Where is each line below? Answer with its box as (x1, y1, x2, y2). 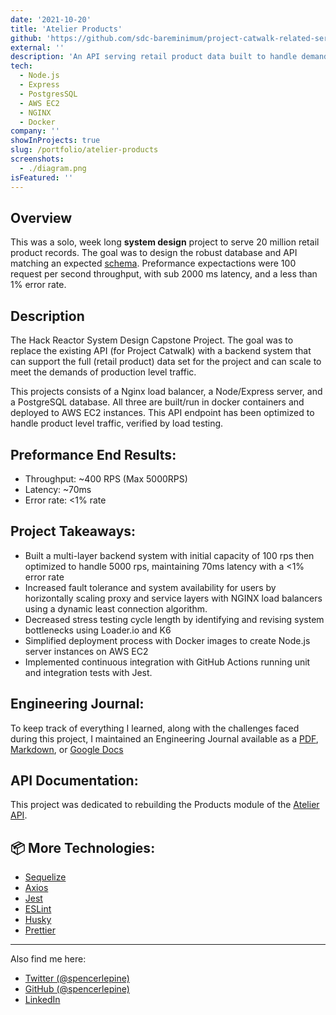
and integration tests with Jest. (24, 666, 153, 678)
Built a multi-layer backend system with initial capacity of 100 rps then (24, 549, 315, 561)
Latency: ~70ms (24, 483, 92, 495)
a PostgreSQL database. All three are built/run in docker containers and (10, 396, 305, 408)
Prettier (24, 924, 56, 936)
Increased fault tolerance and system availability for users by (24, 581, 277, 593)
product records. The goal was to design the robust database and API (10, 247, 298, 259)
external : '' (10, 42, 65, 53)
